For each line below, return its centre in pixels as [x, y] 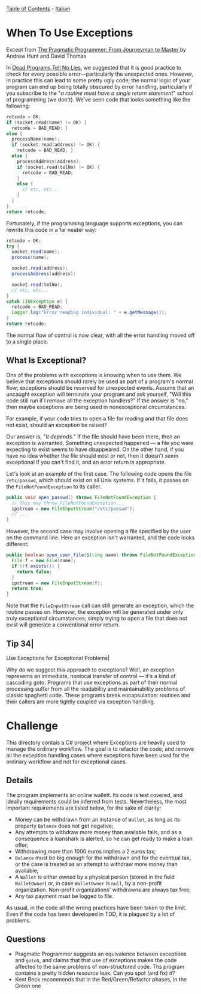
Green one [28, 986]
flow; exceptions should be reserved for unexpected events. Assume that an [100, 387]
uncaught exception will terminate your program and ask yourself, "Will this [99, 394]
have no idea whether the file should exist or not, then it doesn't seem [92, 455]
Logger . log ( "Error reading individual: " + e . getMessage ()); [89, 313]
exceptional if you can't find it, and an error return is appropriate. [86, 462]
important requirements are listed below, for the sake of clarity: [84, 808]
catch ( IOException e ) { [37, 302]
